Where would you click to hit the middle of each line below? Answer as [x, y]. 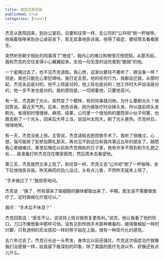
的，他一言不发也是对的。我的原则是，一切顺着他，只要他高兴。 [69, 90]
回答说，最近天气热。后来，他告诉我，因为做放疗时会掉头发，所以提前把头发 [82, 107]
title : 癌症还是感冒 [24, 10]
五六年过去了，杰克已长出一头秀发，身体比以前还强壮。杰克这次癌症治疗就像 [82, 240]
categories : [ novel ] [26, 19]
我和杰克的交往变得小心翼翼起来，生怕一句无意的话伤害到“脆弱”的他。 [75, 62]
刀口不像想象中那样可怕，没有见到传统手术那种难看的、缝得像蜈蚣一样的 [86, 224]
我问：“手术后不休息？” [29, 207]
